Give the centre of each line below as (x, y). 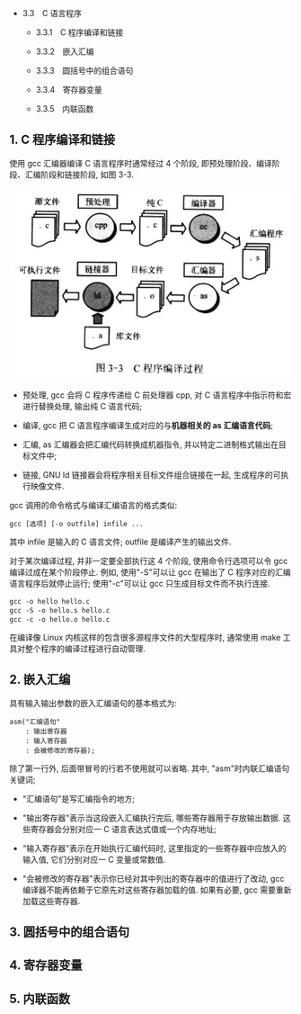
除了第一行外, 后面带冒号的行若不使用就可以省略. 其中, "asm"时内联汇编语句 (150, 768)
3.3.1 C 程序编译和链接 (80, 32)
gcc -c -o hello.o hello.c (60, 619)
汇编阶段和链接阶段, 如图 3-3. (80, 175)
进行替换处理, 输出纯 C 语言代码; (82, 406)
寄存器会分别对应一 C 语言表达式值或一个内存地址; (124, 829)
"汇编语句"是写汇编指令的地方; (79, 798)
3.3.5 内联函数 (65, 109)
